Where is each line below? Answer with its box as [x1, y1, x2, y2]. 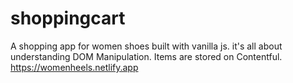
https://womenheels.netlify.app [10, 61, 139, 73]
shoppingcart [10, 7, 126, 30]
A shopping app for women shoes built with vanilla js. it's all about [10, 40, 283, 52]
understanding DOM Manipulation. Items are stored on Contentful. [10, 50, 283, 62]
